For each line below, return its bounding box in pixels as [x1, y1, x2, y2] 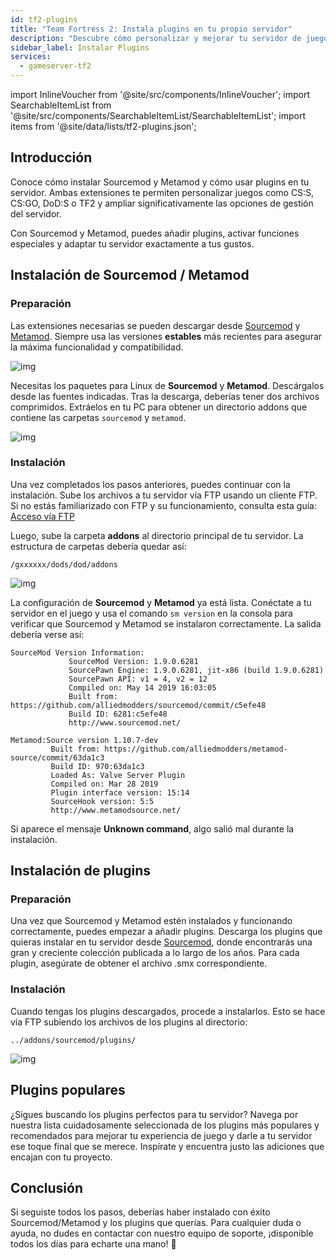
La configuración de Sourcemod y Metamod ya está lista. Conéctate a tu [10, 596, 312, 608]
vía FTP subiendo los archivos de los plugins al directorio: [10, 1016, 248, 1028]
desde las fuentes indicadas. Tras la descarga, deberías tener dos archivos [10, 390, 320, 402]
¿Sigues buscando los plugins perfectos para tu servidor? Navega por [10, 1108, 299, 1120]
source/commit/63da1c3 [10, 752, 105, 763]
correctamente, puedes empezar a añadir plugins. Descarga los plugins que [10, 926, 323, 938]
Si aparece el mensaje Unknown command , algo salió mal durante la [10, 822, 295, 835]
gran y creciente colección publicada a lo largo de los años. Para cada [10, 947, 300, 959]
